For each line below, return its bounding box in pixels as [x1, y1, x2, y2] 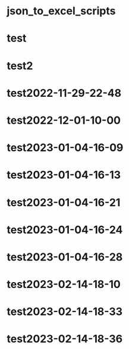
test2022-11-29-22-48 [7, 86, 121, 100]
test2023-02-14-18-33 [7, 305, 123, 319]
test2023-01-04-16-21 [7, 195, 121, 209]
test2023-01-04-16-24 [7, 223, 123, 237]
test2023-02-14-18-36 [7, 332, 123, 346]
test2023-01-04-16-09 [7, 141, 124, 155]
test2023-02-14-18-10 [7, 278, 121, 291]
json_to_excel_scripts [7, 4, 116, 18]
